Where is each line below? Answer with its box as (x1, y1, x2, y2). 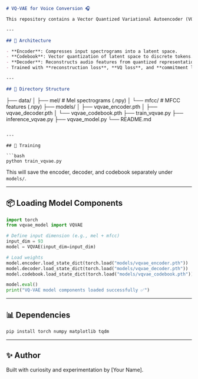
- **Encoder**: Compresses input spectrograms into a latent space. (6, 48, 178, 54)
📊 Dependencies (6, 310, 71, 320)
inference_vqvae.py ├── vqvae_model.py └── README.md (6, 115, 151, 122)
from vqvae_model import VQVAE (6, 222, 83, 228)
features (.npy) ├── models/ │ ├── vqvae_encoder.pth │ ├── (6, 103, 158, 110)
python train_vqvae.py (6, 158, 62, 164)
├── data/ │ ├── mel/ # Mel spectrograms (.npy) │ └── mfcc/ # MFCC (6, 96, 181, 103)
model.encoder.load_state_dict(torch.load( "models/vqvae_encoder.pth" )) (6, 260, 189, 266)
